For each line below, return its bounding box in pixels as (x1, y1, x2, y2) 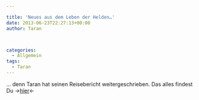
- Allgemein (11, 53, 42, 59)
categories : (6, 47, 36, 53)
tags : (6, 58, 20, 64)
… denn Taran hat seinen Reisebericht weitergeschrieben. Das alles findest (6, 80, 193, 88)
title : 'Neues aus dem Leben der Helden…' (6, 14, 115, 20)
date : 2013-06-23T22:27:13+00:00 (6, 19, 91, 26)
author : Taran (6, 25, 42, 32)
